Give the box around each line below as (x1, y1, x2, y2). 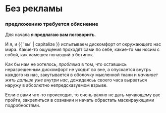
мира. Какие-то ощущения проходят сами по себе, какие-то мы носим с (5, 46, 160, 52)
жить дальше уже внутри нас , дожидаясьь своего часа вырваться (5, 77, 147, 83)
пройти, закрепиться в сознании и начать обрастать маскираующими (5, 97, 155, 103)
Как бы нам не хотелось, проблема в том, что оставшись (5, 61, 127, 67)
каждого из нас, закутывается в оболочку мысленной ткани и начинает (5, 72, 158, 78)
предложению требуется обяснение (5, 21, 99, 28)
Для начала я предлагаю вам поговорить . (5, 32, 96, 38)
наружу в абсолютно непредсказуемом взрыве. (5, 82, 108, 88)
